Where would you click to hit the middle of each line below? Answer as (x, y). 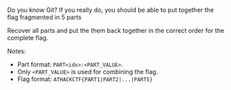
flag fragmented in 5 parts (44, 17)
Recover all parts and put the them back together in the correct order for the (116, 31)
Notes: (17, 51)
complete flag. (28, 38)
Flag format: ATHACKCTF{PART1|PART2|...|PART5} (85, 79)
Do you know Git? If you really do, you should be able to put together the (111, 10)
